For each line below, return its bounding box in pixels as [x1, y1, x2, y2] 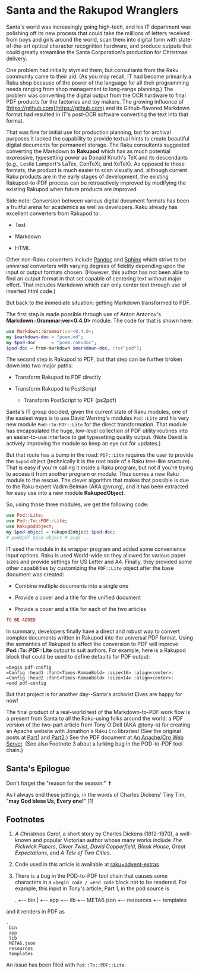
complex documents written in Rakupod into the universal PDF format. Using [6, 634, 193, 641]
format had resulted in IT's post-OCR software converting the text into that [6, 111, 189, 118]
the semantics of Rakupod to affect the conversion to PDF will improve [6, 640, 179, 647]
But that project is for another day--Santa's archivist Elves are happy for [6, 690, 182, 697]
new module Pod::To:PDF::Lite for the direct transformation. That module [6, 421, 187, 428]
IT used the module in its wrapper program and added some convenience [6, 545, 186, 553]
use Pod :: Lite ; [6, 513, 44, 519]
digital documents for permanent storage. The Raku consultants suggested [6, 141, 190, 148]
